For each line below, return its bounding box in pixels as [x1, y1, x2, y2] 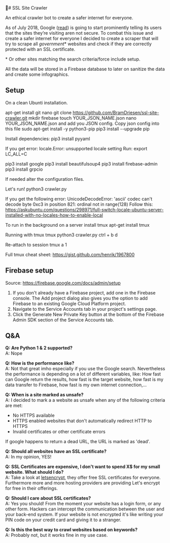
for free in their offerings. [5, 485, 58, 492]
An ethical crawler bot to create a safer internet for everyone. [5, 15, 133, 20]
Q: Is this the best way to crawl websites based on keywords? [5, 527, 138, 533]
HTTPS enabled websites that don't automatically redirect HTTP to [12, 418, 152, 424]
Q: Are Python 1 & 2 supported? [5, 345, 73, 351]
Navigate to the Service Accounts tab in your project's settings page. [12, 306, 157, 312]
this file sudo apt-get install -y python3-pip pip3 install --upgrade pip [5, 125, 150, 132]
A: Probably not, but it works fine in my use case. [5, 532, 108, 538]
